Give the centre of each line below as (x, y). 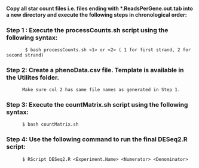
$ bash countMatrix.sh (50, 125)
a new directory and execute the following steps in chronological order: (97, 14)
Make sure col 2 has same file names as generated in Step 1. (101, 90)
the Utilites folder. (33, 77)
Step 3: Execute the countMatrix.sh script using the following (97, 105)
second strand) (25, 55)
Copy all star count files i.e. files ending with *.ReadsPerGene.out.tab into (99, 8)
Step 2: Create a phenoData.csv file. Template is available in (95, 70)
